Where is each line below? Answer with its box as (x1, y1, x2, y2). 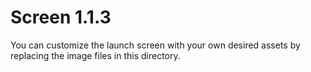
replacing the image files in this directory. (10, 49, 181, 61)
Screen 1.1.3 (10, 6, 112, 29)
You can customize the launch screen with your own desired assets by (10, 39, 301, 51)
